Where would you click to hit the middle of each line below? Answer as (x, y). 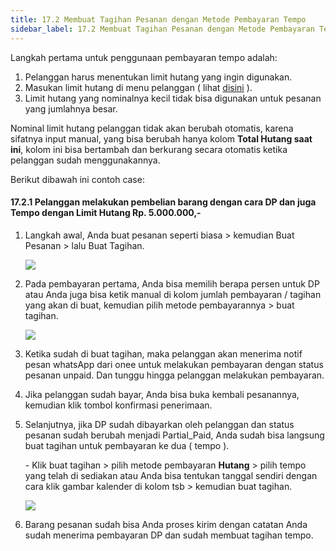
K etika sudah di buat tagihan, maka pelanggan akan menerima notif (163, 353)
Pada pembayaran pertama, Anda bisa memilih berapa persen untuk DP (172, 283)
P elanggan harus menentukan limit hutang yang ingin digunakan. (158, 77)
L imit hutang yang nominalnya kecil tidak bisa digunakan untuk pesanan (173, 98)
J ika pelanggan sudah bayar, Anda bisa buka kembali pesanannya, (162, 394)
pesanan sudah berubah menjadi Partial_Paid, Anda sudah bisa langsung (174, 435)
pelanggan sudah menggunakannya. (85, 160)
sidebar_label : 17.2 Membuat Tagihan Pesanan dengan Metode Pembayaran (162, 29)
